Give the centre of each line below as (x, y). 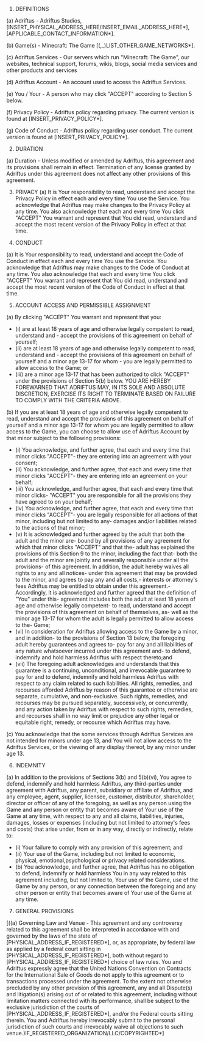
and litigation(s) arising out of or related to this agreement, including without (102, 994)
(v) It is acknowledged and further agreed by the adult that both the (100, 534)
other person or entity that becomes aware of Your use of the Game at (103, 893)
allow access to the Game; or (52, 368)
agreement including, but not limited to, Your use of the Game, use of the (107, 880)
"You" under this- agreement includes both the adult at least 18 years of (105, 599)
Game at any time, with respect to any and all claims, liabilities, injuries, (95, 816)
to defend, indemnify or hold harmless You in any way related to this (100, 873)
